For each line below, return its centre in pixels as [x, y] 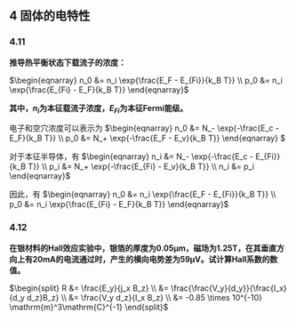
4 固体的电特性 [50, 16]
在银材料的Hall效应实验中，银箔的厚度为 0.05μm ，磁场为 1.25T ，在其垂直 [143, 248]
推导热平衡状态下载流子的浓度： [68, 62]
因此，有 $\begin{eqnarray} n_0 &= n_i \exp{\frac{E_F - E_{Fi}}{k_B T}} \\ [143, 195]
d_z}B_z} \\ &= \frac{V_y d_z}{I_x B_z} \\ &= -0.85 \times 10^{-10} [144, 297]
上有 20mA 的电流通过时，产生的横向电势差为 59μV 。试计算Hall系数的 [143, 259]
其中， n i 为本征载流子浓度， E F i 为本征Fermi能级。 [99, 109]
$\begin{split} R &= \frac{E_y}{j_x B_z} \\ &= [89, 288]
